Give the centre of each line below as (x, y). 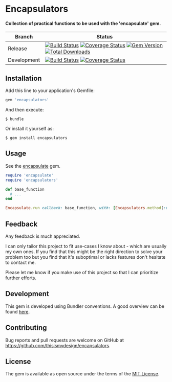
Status (105, 37)
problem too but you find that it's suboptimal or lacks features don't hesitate (85, 257)
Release (17, 49)
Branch (24, 37)
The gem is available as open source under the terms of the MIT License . (82, 374)
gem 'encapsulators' (27, 100)
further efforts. (21, 278)
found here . (17, 311)
